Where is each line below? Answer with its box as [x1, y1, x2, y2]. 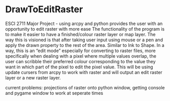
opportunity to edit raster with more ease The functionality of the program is [5, 26, 165, 32]
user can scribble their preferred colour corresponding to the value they [5, 58, 156, 64]
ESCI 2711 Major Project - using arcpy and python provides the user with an [5, 20, 163, 27]
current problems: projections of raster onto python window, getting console [5, 84, 165, 90]
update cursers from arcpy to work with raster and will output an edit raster [5, 69, 162, 75]
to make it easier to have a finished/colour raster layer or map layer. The [5, 31, 156, 37]
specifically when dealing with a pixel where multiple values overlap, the [5, 53, 156, 59]
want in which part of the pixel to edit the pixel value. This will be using [5, 64, 153, 70]
